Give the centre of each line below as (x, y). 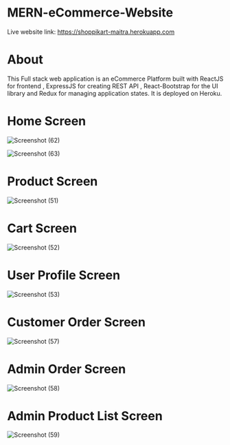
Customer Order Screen (77, 322)
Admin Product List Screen (85, 416)
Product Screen (53, 181)
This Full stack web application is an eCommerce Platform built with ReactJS (115, 79)
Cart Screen (42, 228)
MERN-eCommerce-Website (90, 13)
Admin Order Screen (67, 369)
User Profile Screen (64, 275)
